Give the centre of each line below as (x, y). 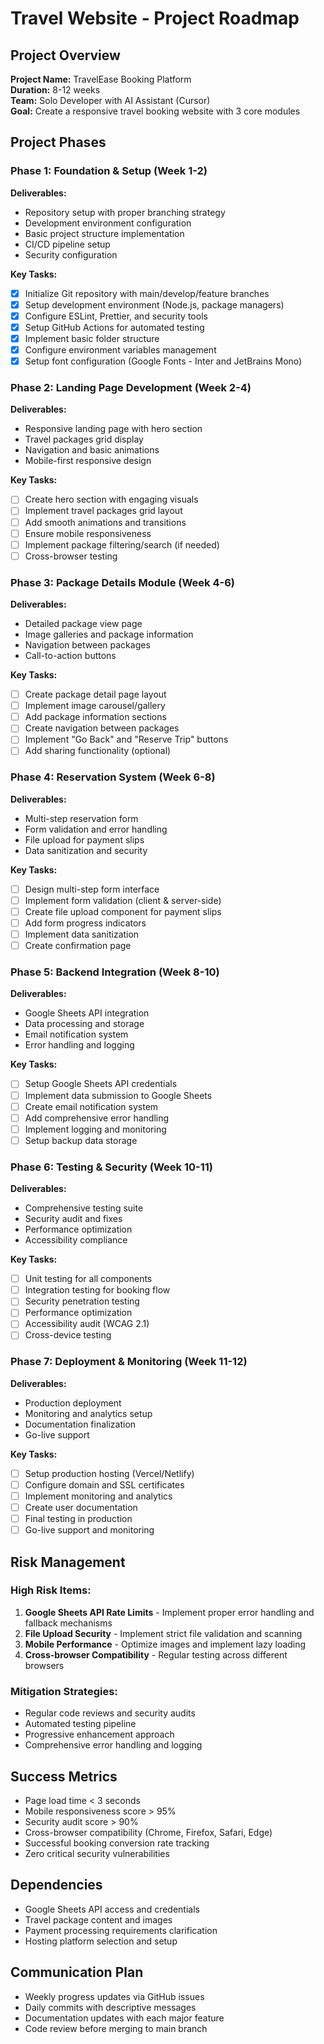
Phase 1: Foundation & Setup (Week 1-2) (109, 171)
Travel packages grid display (84, 439)
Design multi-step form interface (92, 889)
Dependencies (56, 1885)
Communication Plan (77, 1972)
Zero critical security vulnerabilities (97, 1853)
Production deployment (73, 1403)
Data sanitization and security (86, 850)
